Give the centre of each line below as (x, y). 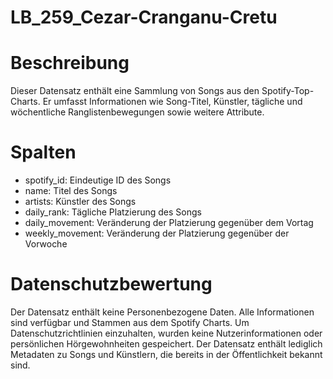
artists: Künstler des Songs (80, 202)
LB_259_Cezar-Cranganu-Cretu (144, 17)
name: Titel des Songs (71, 191)
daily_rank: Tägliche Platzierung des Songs (113, 212)
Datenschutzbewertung (111, 284)
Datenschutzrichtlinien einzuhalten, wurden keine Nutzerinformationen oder (166, 333)
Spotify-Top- (288, 91)
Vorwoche (46, 244)
